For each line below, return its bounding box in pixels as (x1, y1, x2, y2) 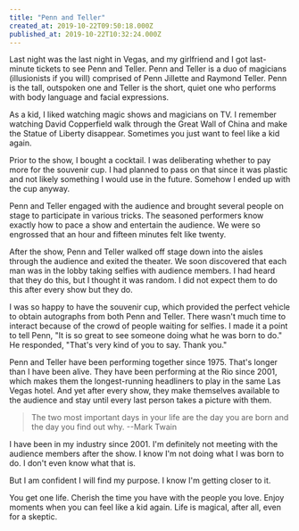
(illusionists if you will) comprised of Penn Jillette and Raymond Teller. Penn (9, 73, 287, 84)
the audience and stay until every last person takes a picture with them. (9, 394, 272, 406)
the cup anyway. (9, 184, 70, 195)
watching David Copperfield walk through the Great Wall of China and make (9, 119, 288, 129)
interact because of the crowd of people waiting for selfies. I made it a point (9, 320, 288, 331)
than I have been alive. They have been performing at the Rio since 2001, (9, 367, 278, 378)
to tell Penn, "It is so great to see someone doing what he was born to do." (9, 330, 283, 341)
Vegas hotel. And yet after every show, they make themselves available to (9, 386, 280, 396)
